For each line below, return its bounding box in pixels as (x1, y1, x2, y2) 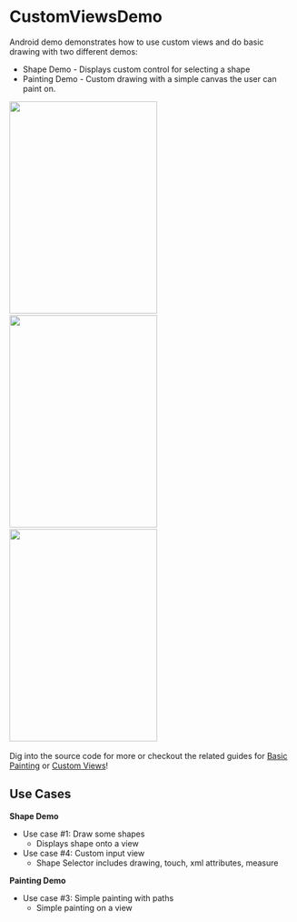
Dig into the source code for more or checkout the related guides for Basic (9, 750, 288, 761)
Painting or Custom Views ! (9, 760, 109, 771)
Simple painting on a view (35, 902, 134, 913)
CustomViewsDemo (9, 6, 163, 27)
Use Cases (9, 786, 72, 802)
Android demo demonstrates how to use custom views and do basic (9, 36, 264, 47)
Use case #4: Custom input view (22, 847, 145, 858)
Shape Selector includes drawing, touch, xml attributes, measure (35, 857, 279, 868)
